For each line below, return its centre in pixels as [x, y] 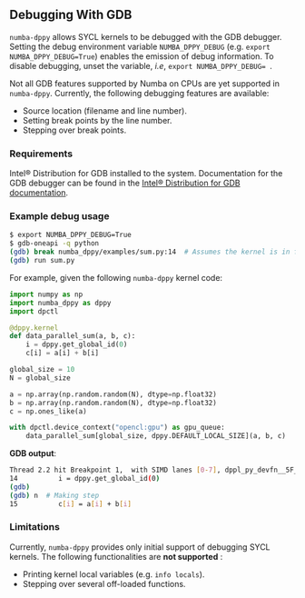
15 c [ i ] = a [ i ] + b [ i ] [70, 503]
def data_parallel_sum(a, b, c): [73, 336]
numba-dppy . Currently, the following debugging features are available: [139, 93]
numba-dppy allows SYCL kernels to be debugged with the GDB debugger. [146, 36]
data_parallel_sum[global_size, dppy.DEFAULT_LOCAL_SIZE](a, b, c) [156, 436]
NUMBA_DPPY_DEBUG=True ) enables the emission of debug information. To [142, 56]
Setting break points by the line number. [97, 120]
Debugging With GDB [71, 15]
